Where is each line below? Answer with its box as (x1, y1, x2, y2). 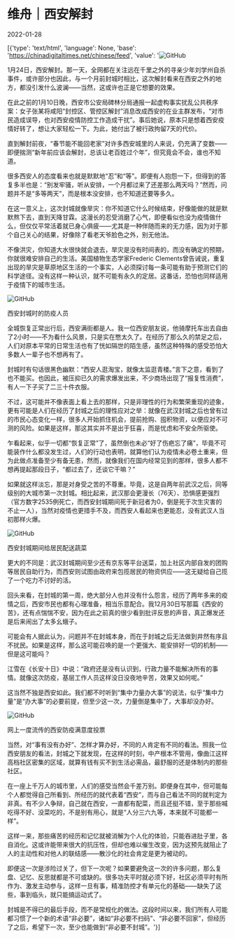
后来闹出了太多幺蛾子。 (13, 617, 81, 625)
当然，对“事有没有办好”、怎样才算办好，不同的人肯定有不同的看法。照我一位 (7, 740, 227, 749)
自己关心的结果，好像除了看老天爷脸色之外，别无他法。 (13, 230, 173, 239)
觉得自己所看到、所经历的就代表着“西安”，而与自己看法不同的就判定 (25, 790, 222, 798)
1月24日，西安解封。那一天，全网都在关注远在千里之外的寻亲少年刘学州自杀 (7, 65, 226, 74)
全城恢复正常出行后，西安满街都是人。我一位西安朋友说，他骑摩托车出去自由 (7, 323, 228, 332)
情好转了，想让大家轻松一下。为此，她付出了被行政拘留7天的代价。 (7, 124, 201, 133)
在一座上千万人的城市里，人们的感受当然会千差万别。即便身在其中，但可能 (7, 782, 222, 790)
